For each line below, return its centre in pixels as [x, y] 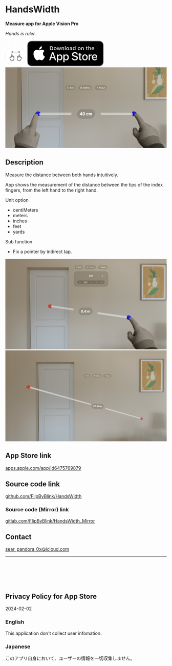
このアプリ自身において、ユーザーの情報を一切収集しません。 [70, 658]
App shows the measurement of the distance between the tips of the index [84, 184]
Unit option [17, 200]
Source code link [33, 484]
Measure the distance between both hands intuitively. [62, 175]
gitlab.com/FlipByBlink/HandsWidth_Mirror [50, 521]
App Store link [28, 456]
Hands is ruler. [21, 33]
